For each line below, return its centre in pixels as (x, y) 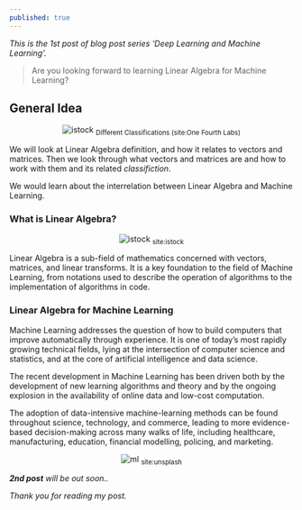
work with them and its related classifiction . (90, 168)
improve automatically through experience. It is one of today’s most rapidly (148, 340)
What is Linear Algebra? (63, 219)
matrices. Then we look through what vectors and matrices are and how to (148, 159)
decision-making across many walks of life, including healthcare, (155, 432)
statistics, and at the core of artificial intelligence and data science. (134, 359)
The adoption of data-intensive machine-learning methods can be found (144, 413)
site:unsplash (161, 462)
